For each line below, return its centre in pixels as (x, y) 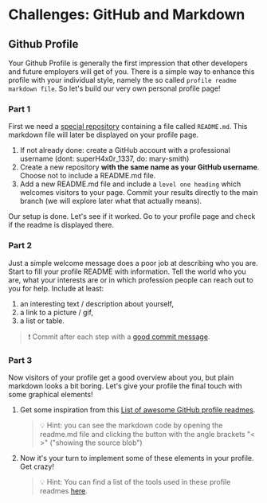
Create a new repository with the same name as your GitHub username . (139, 167)
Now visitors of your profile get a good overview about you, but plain (121, 377)
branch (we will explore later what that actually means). (110, 201)
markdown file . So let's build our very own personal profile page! (114, 88)
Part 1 (19, 109)
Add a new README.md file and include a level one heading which (130, 184)
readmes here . (63, 490)
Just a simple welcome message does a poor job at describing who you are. (133, 263)
